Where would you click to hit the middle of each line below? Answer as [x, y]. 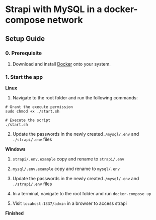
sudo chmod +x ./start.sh [32, 112]
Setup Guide [25, 39]
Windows [15, 149]
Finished [15, 213]
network [65, 20]
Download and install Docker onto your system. [61, 64]
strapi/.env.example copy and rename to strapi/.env [68, 159]
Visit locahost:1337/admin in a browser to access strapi [70, 203]
